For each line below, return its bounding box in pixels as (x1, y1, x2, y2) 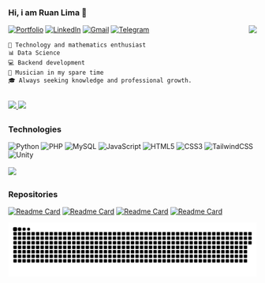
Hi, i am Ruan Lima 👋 (8, 7, 88, 18)
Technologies (8, 124, 62, 135)
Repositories (8, 189, 58, 200)
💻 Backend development (8, 59, 85, 67)
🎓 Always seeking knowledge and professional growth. (8, 76, 192, 85)
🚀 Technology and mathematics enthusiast (8, 41, 147, 50)
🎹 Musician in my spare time (8, 69, 104, 77)
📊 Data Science (8, 49, 61, 58)
